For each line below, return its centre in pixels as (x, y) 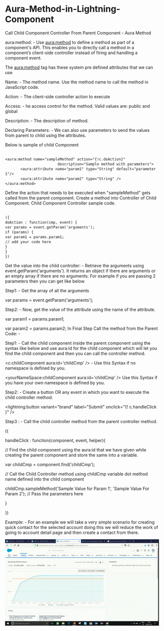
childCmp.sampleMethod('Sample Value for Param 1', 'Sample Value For (77, 489)
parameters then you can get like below (45, 281)
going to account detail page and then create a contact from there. (72, 532)
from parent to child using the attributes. (46, 135)
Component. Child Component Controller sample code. (60, 203)
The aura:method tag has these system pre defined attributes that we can (79, 67)
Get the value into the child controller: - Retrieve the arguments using (74, 265)
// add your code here (28, 242)
